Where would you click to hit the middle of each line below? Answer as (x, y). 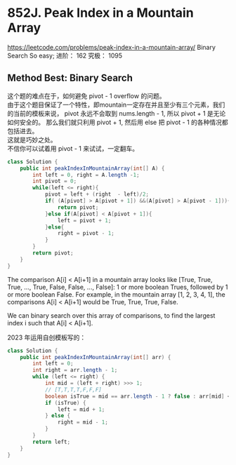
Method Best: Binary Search (70, 78)
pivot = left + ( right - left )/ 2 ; (97, 194)
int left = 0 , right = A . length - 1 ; (86, 175)
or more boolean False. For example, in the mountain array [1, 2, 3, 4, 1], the (117, 294)
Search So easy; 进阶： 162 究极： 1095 (65, 55)
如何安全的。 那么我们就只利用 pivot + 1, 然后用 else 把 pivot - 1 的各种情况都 (118, 122)
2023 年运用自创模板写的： (47, 337)
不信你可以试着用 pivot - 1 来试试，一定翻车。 (73, 148)
